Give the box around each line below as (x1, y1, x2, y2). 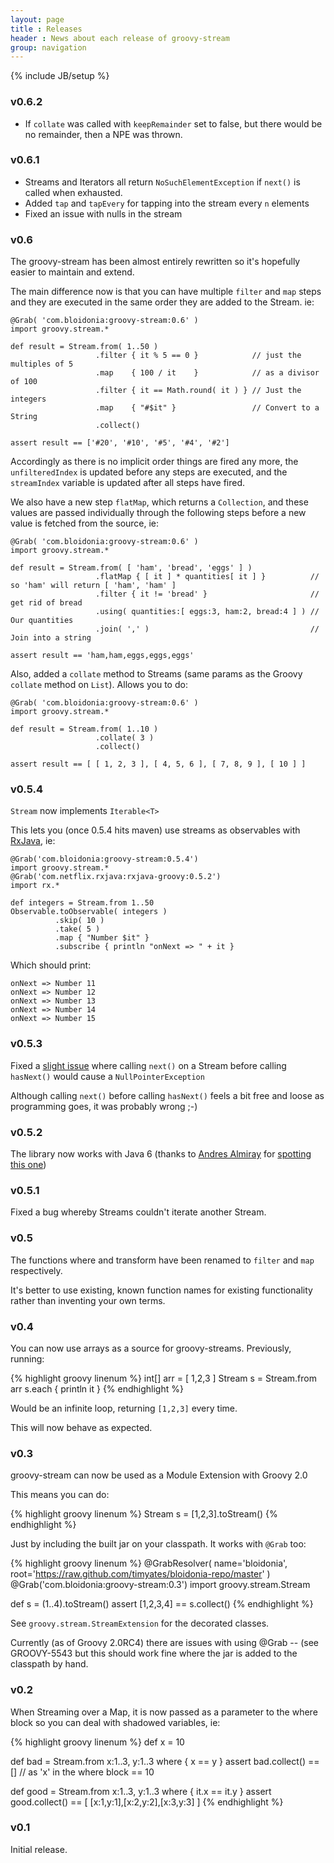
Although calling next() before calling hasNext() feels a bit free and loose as (10, 1089, 325, 1101)
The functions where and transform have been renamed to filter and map (10, 1254, 315, 1266)
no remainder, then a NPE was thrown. (24, 128, 183, 140)
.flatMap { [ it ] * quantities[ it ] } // (95, 572, 320, 582)
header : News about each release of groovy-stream (10, 33, 230, 43)
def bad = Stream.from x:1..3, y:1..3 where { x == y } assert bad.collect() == (10, 1755, 320, 1767)
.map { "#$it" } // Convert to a (95, 403, 320, 413)
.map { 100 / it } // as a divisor (95, 368, 320, 378)
